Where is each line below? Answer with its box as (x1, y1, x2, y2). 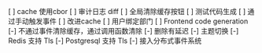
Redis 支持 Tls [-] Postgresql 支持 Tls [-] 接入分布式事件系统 (8, 36, 202, 45)
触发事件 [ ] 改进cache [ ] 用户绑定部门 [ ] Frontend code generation (28, 16, 249, 26)
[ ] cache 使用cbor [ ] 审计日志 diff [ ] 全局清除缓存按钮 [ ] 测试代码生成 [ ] (8, 7, 246, 16)
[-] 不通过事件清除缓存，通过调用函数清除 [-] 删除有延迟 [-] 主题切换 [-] (8, 26, 239, 35)
